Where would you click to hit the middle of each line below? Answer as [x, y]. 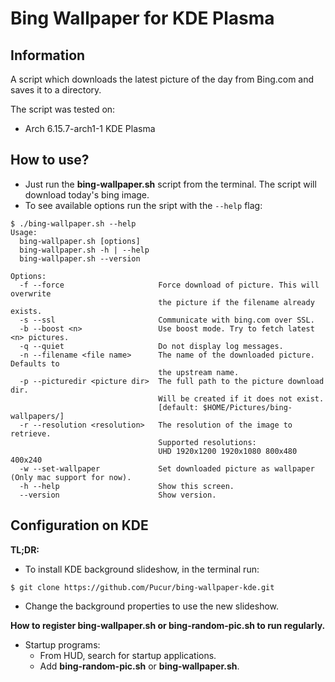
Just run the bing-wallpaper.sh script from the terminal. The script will [170, 184]
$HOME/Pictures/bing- [247, 407]
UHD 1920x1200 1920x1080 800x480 [228, 451]
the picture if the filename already [236, 302]
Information [48, 55]
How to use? [50, 160]
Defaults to [35, 363]
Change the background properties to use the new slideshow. [152, 606]
